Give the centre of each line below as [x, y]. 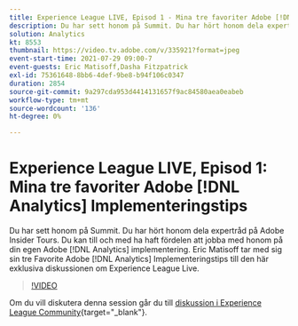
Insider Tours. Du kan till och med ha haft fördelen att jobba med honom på [146, 240]
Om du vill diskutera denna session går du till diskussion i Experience [135, 303]
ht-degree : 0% [35, 116]
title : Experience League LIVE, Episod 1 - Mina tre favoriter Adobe [141, 17]
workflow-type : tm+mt [49, 100]
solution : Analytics [47, 34]
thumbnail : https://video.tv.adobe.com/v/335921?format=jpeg [125, 51]
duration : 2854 [37, 83]
